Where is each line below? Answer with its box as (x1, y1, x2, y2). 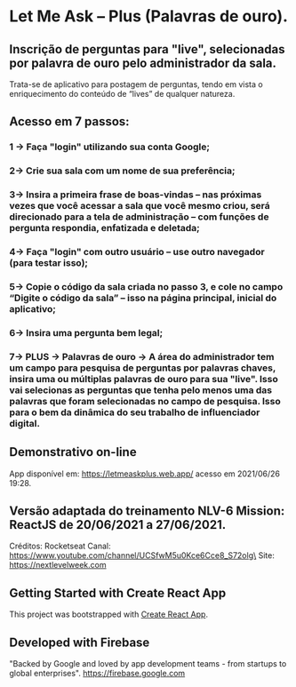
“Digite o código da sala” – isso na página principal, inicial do (9, 292, 277, 304)
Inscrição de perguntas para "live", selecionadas (9, 42, 285, 57)
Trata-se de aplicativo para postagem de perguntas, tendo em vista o (9, 79, 264, 90)
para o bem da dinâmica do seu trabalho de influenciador (9, 406, 260, 419)
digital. (9, 417, 40, 429)
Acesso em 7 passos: (9, 114, 131, 130)
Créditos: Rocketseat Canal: (9, 540, 111, 552)
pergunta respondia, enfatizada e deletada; (9, 222, 200, 235)
